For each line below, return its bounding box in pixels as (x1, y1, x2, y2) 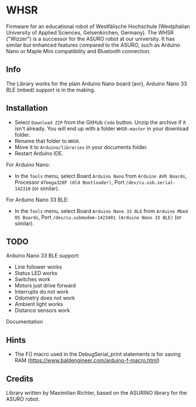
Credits (6, 374, 34, 384)
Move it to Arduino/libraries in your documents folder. (14, 144, 148, 151)
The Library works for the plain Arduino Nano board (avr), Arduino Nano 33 (6, 80, 187, 87)
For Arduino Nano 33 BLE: (6, 196, 69, 203)
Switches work (14, 276, 51, 283)
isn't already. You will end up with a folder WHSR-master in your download (14, 125, 189, 132)
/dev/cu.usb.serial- (125, 179, 176, 186)
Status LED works (14, 270, 58, 277)
